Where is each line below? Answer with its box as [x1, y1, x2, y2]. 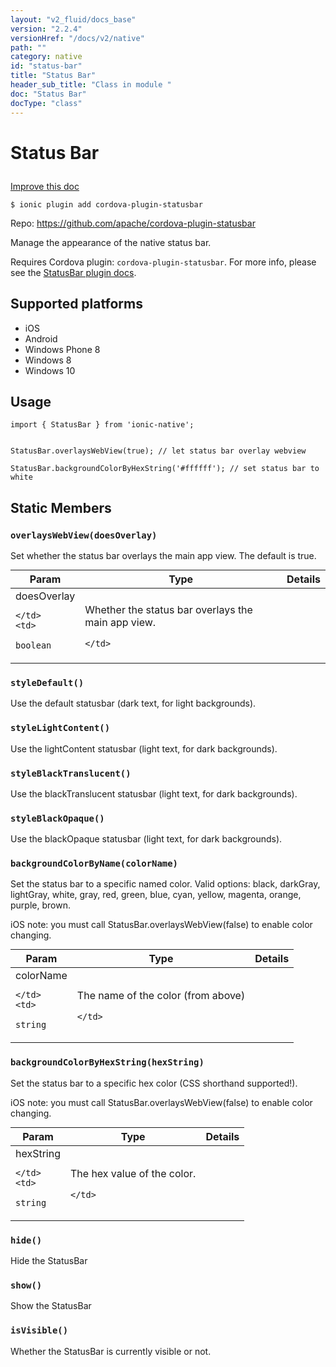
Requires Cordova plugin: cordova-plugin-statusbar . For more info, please [10, 256, 317, 268]
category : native [10, 52, 83, 62]
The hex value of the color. [69, 1166, 197, 1180]
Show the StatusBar [10, 1300, 92, 1312]
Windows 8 [24, 354, 72, 366]
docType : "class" [10, 98, 83, 108]
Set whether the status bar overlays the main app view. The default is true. [10, 550, 317, 561]
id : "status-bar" [10, 61, 83, 71]
